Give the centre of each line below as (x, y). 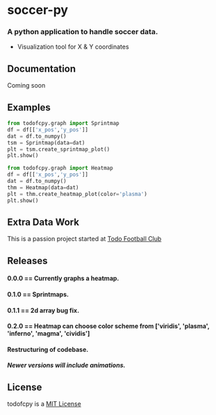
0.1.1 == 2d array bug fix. (43, 310)
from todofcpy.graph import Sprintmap (63, 124)
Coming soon (26, 86)
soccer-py (38, 10)
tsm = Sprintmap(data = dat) (46, 143)
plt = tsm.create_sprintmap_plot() (59, 149)
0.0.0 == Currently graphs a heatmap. (63, 278)
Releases (27, 260)
